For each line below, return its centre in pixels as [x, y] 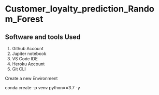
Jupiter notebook [29, 54]
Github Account [28, 48]
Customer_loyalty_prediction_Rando [80, 9]
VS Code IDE [25, 59]
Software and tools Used [43, 37]
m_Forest [24, 19]
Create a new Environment [31, 78]
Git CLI [19, 69]
